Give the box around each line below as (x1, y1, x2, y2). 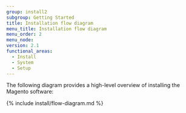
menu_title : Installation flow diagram (6, 25, 107, 32)
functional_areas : (6, 48, 53, 54)
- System (12, 59, 34, 65)
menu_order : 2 (6, 31, 42, 37)
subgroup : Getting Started (6, 15, 75, 21)
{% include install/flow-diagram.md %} (6, 100, 104, 107)
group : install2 (6, 8, 47, 15)
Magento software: (6, 88, 54, 95)
